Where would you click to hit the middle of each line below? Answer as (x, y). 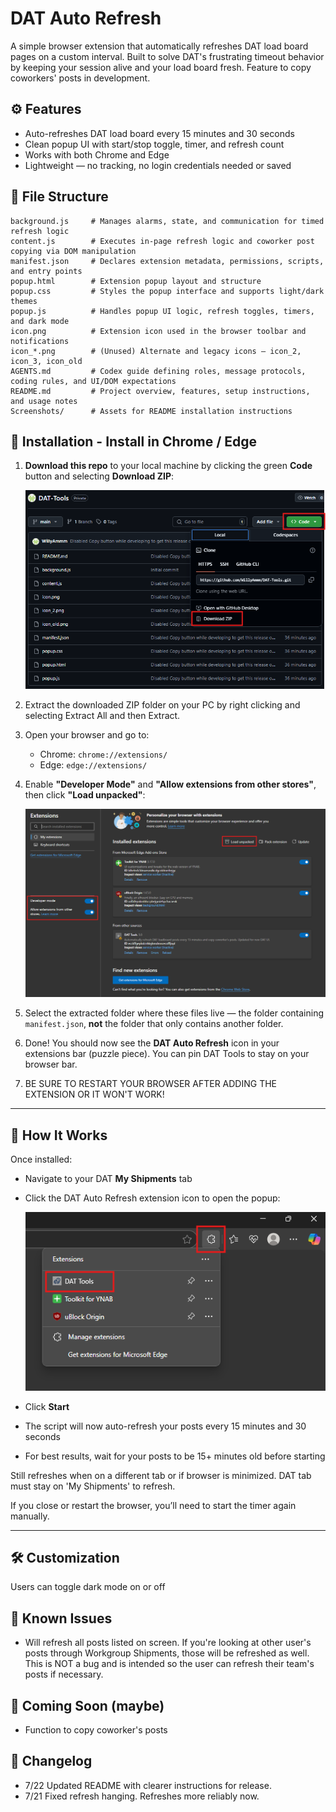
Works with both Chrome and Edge (97, 154)
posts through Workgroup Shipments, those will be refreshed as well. (167, 1653)
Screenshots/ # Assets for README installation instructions (151, 411)
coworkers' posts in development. (80, 78)
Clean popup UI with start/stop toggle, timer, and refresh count (154, 144)
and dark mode (40, 321)
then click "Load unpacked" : (85, 794)
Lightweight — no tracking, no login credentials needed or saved (158, 165)
